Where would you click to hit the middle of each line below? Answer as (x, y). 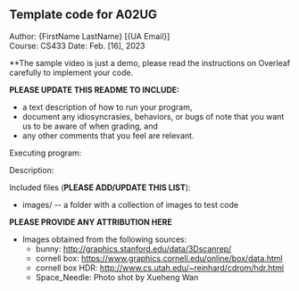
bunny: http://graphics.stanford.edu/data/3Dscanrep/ (133, 248)
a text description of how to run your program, (107, 107)
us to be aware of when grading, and (90, 126)
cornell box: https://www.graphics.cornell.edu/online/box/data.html (159, 258)
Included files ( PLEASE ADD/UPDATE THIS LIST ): (100, 187)
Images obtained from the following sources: (104, 239)
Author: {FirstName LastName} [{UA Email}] (90, 36)
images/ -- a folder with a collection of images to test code (130, 204)
